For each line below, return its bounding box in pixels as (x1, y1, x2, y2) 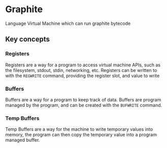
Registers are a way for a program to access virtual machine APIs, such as (5, 62, 161, 68)
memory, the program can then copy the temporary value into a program (5, 132, 157, 138)
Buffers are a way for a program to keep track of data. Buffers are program (5, 96, 161, 102)
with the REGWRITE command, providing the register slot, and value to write (5, 72, 160, 79)
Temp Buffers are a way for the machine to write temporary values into (5, 126, 153, 132)
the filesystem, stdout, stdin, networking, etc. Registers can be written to (5, 67, 157, 73)
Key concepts (5, 35, 50, 44)
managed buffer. (5, 137, 40, 143)
